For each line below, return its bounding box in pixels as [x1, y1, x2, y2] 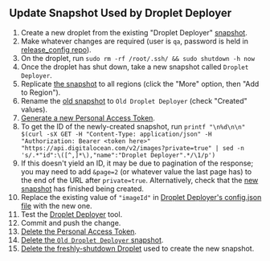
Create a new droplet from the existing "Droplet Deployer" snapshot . [20, 27, 247, 37]
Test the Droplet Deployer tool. [20, 209, 123, 219]
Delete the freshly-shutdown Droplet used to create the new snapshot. [20, 243, 255, 253]
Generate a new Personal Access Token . [20, 112, 156, 123]
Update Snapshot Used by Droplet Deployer [9, 6, 232, 20]
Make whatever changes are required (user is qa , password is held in [20, 36, 248, 46]
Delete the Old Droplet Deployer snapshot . [20, 234, 164, 244]
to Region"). [20, 88, 61, 97]
